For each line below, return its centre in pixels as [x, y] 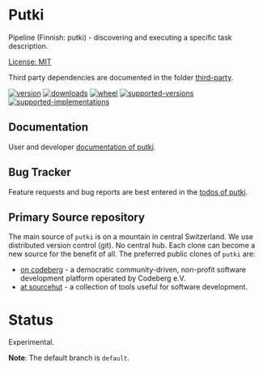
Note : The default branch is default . [69, 358]
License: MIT [30, 62]
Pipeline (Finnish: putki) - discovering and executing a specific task [120, 37]
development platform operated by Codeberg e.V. [103, 278]
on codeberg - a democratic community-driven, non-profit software [133, 270]
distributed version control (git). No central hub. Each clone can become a [132, 246]
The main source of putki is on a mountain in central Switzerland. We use [131, 237]
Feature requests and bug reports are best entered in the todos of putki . [128, 191]
